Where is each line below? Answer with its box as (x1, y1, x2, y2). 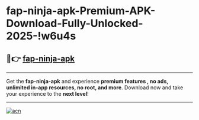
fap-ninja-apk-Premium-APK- (6, 4, 156, 18)
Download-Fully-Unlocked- (6, 17, 143, 30)
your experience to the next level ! (6, 90, 89, 97)
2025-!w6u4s (6, 30, 76, 43)
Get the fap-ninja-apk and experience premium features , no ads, (6, 78, 169, 85)
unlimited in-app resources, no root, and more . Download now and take (6, 84, 184, 91)
